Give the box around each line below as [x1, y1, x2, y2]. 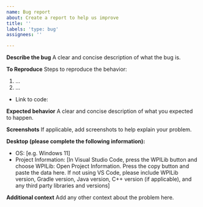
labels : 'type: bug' [6, 26, 59, 32]
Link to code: [15, 96, 48, 103]
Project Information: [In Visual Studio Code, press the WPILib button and [15, 156, 197, 164]
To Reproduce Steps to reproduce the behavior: [6, 65, 127, 73]
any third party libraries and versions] [15, 182, 110, 189]
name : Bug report [6, 9, 51, 15]
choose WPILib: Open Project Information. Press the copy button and [15, 162, 190, 170]
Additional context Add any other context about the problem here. [6, 194, 174, 202]
